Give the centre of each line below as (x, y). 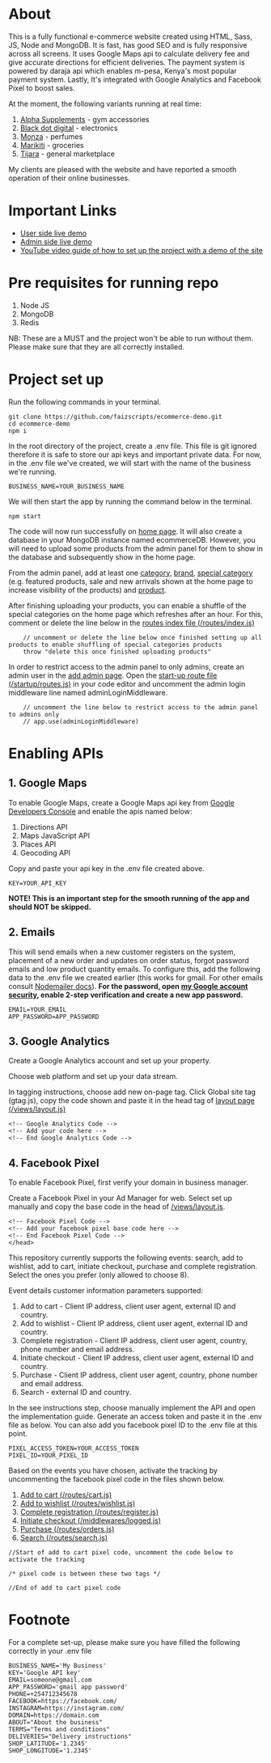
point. (18, 1434)
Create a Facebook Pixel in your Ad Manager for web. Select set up (121, 1199)
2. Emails (32, 932)
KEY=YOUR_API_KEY (38, 883)
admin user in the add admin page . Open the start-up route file (113, 675)
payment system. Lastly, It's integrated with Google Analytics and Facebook (135, 79)
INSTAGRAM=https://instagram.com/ (67, 1708)
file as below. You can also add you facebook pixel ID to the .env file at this (133, 1425)
